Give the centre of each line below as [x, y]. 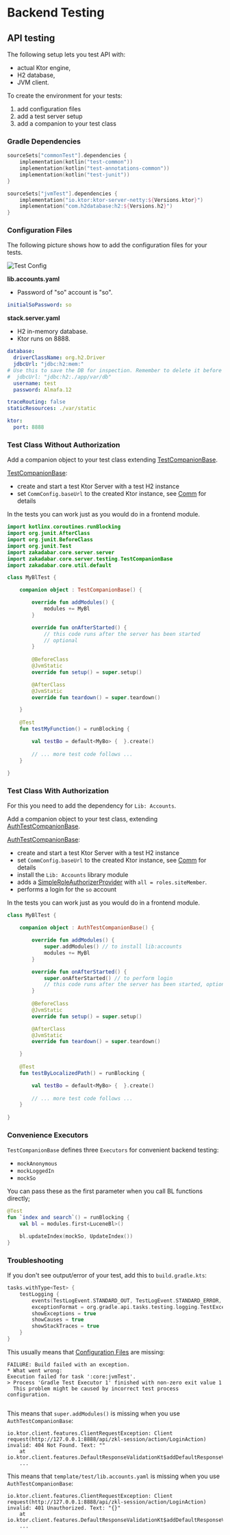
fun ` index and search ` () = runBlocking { [68, 1218]
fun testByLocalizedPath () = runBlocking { [82, 1073]
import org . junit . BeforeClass [50, 540]
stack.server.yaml [34, 318]
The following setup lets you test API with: [66, 54]
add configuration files [49, 109]
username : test [35, 383]
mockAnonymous [37, 1164]
